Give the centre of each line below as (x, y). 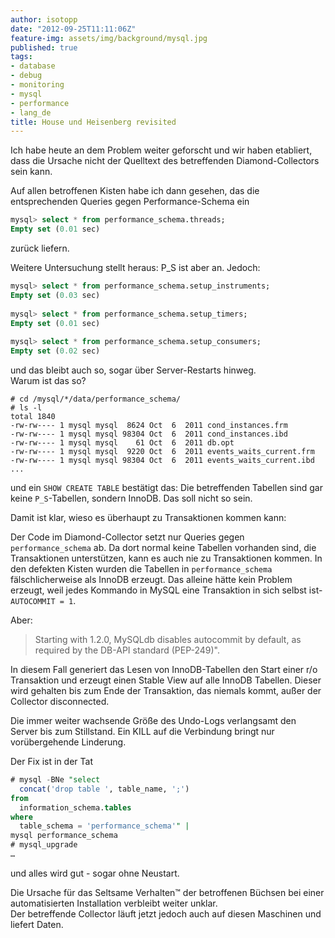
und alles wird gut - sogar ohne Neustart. (95, 873)
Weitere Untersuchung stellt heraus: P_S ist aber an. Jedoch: (135, 267)
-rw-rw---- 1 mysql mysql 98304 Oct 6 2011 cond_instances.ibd (149, 434)
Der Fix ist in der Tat (52, 761)
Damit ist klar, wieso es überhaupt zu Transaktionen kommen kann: (148, 517)
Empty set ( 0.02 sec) (55, 351)
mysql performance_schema (64, 836)
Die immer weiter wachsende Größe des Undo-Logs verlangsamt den (153, 720)
